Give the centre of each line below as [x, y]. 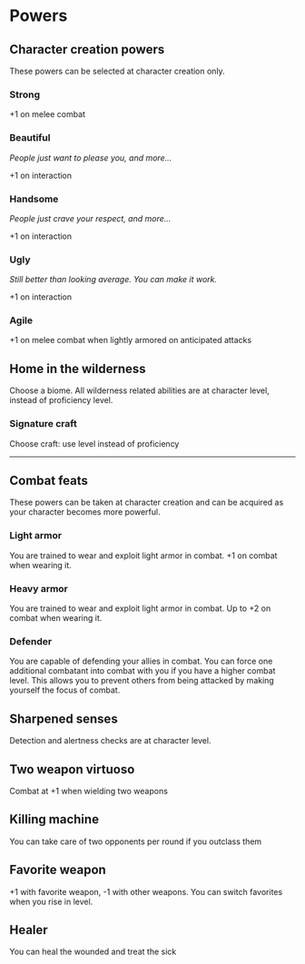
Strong [25, 94]
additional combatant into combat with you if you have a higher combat [143, 671]
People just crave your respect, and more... [90, 218]
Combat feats [49, 481]
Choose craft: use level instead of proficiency [94, 443]
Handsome [34, 199]
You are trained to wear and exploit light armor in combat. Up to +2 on [140, 608]
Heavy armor [39, 588]
